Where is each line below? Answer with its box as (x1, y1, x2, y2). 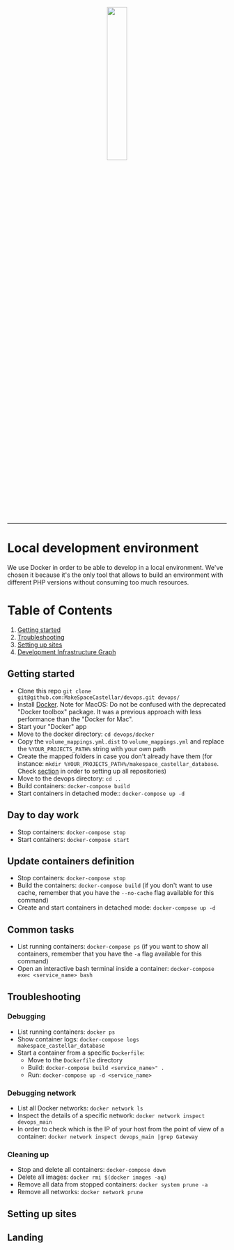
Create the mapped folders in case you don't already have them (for (17, 752, 213, 760)
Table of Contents (7, 603, 113, 619)
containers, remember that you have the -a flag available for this (17, 949, 202, 958)
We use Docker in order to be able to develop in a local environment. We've (7, 563, 224, 571)
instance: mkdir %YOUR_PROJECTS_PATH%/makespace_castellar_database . (17, 759, 219, 767)
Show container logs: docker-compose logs (17, 1034, 139, 1043)
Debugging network (7, 1088, 77, 1098)
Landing (7, 1232, 44, 1244)
